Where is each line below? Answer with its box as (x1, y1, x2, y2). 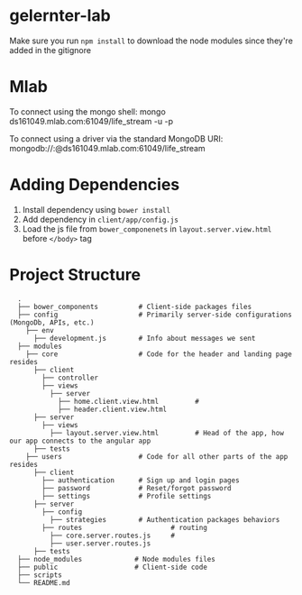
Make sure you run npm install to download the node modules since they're (9, 35, 293, 46)
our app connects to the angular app (9, 436, 151, 445)
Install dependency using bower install (22, 204, 171, 215)
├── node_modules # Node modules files (17, 554, 216, 563)
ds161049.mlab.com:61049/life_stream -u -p (9, 115, 174, 126)
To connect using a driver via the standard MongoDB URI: (9, 133, 224, 144)
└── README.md (17, 578, 70, 587)
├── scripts (17, 570, 63, 580)
